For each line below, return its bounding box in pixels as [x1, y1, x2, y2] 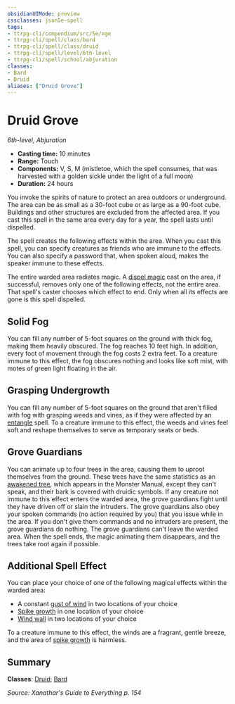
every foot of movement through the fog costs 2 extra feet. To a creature [7, 349, 217, 358]
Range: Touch [17, 157, 59, 165]
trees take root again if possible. [7, 539, 100, 548]
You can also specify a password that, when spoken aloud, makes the [7, 251, 209, 260]
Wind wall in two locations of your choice [17, 615, 137, 623]
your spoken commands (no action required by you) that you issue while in [7, 510, 223, 518]
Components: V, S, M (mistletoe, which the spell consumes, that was [17, 165, 217, 173]
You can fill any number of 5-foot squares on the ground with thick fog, [7, 334, 213, 342]
